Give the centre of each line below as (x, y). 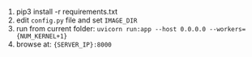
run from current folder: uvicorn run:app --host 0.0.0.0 (111, 28)
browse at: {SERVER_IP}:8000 (64, 44)
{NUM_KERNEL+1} (42, 36)
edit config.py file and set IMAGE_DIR (77, 20)
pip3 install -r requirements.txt (67, 12)
